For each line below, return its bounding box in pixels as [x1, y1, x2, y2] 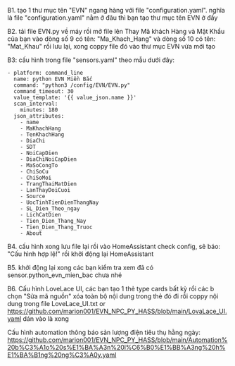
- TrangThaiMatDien [20, 181, 77, 188]
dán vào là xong [23, 315, 69, 323]
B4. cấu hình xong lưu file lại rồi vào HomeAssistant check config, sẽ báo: [7, 243, 220, 250]
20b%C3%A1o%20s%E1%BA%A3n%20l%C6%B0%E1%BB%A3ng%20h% [7, 343, 226, 351]
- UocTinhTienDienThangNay [20, 199, 99, 206]
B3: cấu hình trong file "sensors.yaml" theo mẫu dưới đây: [7, 56, 174, 64]
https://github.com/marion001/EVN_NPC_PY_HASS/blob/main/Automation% [7, 336, 228, 344]
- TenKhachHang [20, 131, 65, 138]
